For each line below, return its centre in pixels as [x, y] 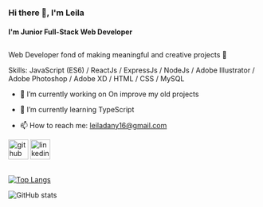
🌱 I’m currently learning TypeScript [77, 109]
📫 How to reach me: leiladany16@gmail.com [93, 125]
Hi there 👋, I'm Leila [47, 13]
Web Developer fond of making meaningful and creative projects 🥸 [118, 54]
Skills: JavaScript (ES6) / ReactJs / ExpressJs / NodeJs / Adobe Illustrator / [131, 70]
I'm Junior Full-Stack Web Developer [71, 32]
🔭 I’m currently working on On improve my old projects [109, 94]
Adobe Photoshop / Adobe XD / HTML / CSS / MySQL [96, 78]
